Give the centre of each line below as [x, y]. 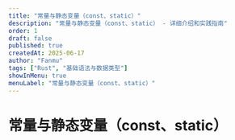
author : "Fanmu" [36, 61]
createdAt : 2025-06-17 [46, 53]
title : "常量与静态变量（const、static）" [75, 16]
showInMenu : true [38, 76]
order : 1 [23, 31]
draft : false [30, 38]
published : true [36, 46]
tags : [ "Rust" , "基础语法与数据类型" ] [68, 68]
